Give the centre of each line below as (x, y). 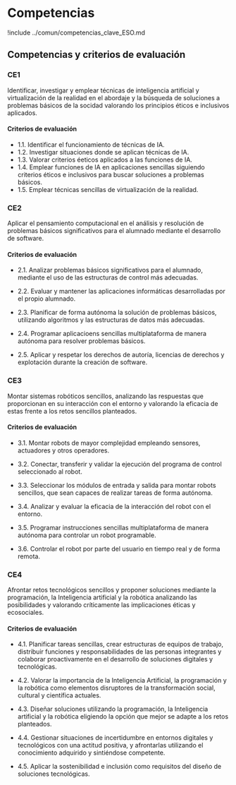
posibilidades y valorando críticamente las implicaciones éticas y (101, 605)
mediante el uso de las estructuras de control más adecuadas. (108, 277)
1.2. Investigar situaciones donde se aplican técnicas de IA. (103, 152)
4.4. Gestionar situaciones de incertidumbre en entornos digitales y (115, 738)
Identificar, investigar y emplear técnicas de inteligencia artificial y (103, 90)
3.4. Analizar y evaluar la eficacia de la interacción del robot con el (114, 506)
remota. (29, 556)
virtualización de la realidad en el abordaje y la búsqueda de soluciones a (114, 97)
